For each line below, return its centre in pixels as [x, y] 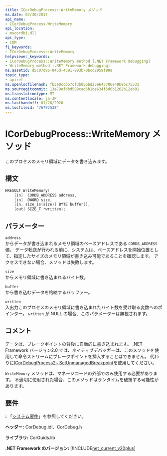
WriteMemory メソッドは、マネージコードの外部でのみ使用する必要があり [79, 373]
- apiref [14, 80]
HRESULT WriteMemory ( [28, 190]
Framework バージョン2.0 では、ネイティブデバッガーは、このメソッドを [80, 350]
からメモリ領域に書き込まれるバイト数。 [47, 277]
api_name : [15, 19]
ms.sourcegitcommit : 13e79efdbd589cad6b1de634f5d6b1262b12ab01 [72, 89]
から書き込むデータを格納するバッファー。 [49, 292]
